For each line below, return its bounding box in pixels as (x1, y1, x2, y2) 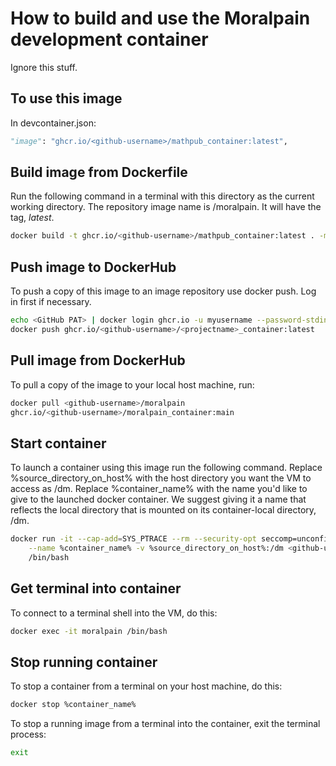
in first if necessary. (10, 296, 92, 308)
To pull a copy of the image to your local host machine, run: (10, 378, 255, 391)
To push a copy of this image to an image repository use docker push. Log (10, 285, 317, 297)
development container (10, 28, 209, 51)
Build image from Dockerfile (10, 164, 188, 181)
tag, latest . (10, 212, 55, 224)
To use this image (10, 90, 123, 107)
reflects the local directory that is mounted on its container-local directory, (10, 504, 317, 516)
